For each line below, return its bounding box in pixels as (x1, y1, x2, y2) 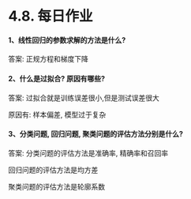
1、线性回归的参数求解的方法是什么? (8, 35, 126, 44)
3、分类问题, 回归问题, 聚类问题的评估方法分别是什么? (8, 130, 183, 139)
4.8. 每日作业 (8, 7, 93, 25)
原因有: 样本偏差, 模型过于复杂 (8, 110, 107, 119)
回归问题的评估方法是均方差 (8, 165, 99, 175)
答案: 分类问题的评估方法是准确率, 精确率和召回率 (8, 148, 168, 158)
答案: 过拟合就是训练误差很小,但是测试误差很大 (8, 92, 160, 103)
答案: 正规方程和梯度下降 (8, 54, 88, 64)
